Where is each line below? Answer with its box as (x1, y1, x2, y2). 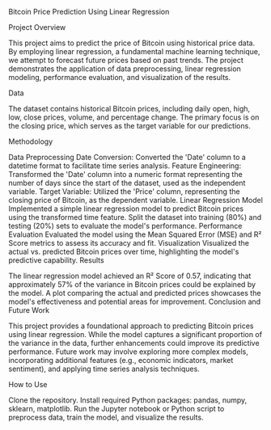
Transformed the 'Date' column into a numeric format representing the (8, 170, 243, 179)
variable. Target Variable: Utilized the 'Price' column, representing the (8, 187, 240, 196)
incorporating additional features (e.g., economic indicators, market (8, 356, 234, 365)
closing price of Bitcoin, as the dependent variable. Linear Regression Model (8, 196, 263, 204)
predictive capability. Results (8, 255, 104, 265)
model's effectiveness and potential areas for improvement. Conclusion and (8, 297, 261, 306)
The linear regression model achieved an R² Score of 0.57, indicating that (8, 271, 252, 280)
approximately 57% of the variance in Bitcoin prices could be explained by (8, 280, 256, 289)
